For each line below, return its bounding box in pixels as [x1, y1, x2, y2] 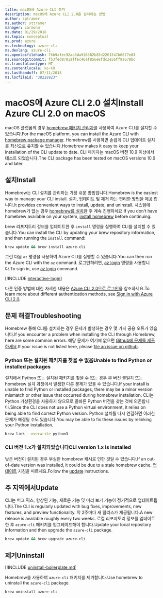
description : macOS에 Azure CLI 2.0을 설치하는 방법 [5, 12, 106, 17]
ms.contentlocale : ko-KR [5, 66, 55, 71]
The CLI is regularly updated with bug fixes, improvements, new [14, 504, 142, 510]
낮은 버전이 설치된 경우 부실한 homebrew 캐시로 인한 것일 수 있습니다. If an [5, 456, 147, 462]
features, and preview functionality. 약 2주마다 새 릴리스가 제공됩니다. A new [5, 510, 153, 515]
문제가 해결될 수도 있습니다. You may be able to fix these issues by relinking [5, 417, 152, 422]
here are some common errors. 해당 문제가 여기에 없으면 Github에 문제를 [5, 337, 147, 343]
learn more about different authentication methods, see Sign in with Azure [5, 291, 153, 297]
